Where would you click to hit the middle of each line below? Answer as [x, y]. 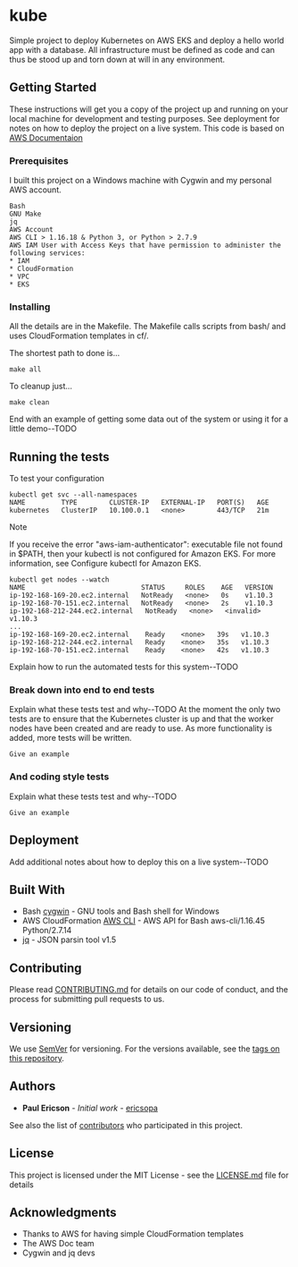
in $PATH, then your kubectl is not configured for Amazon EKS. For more [143, 554]
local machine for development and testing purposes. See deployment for [145, 118]
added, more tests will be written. [70, 738]
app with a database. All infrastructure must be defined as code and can [142, 49]
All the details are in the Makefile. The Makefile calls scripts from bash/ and [148, 327]
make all [25, 370]
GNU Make [25, 214]
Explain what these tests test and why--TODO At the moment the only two [145, 710]
